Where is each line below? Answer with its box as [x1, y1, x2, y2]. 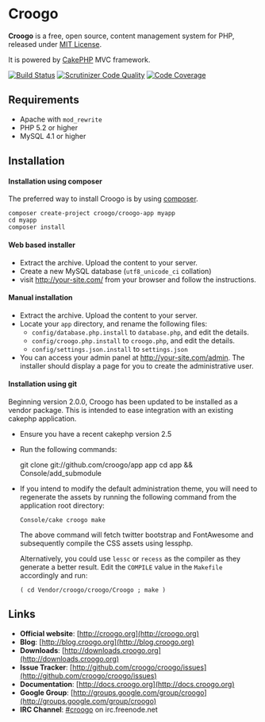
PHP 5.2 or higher [19, 122, 79, 132]
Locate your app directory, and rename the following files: [19, 319, 208, 328]
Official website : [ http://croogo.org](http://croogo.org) [19, 628, 200, 638]
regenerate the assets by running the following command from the [19, 492, 236, 501]
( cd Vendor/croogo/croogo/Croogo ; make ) [19, 585, 167, 594]
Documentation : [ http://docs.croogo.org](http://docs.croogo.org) [19, 679, 235, 689]
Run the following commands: [19, 444, 117, 454]
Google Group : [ [19, 688, 74, 697]
